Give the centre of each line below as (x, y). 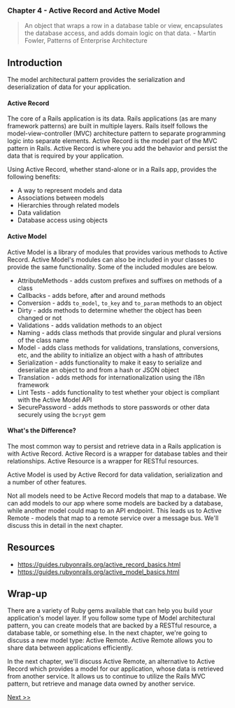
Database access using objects (63, 220)
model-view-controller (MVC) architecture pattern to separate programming (116, 134)
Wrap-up (27, 593)
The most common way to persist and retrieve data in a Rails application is (114, 446)
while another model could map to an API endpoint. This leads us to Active (114, 510)
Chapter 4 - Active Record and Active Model (84, 11)
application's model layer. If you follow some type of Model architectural (111, 618)
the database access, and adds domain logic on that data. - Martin (120, 33)
